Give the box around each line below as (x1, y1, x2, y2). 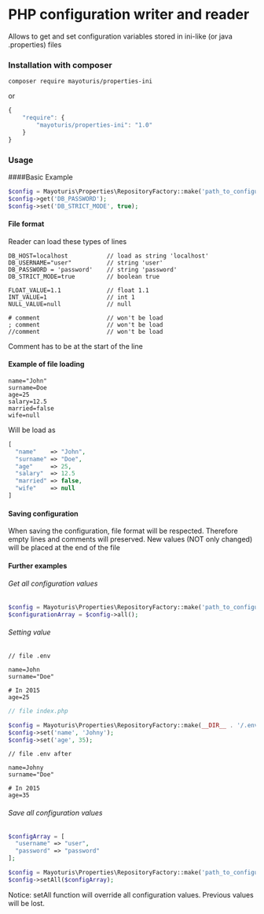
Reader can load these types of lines (8, 236, 127, 246)
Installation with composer (8, 59, 112, 70)
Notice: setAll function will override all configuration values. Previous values (8, 890, 254, 899)
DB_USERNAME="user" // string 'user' (8, 258, 163, 267)
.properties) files (8, 39, 62, 49)
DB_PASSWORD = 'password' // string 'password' (8, 265, 178, 273)
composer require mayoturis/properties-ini (8, 77, 153, 86)
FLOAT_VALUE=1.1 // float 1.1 (8, 286, 149, 294)
